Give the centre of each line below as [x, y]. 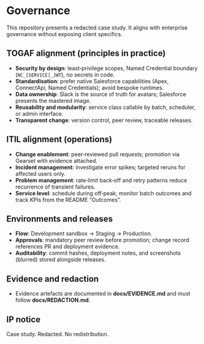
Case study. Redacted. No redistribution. [58, 334]
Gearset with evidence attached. [56, 160]
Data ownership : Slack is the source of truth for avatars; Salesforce [101, 94]
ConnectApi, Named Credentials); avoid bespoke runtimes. [89, 88]
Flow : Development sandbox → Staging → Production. [84, 234]
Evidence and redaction [53, 279]
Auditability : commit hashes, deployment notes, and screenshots [98, 253]
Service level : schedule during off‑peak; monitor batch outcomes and [103, 193]
